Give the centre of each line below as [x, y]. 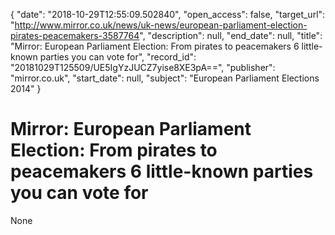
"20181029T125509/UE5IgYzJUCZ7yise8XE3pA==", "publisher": [143, 67]
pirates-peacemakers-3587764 [75, 35]
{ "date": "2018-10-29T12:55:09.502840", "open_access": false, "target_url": [168, 14]
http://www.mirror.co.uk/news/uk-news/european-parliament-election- [161, 25]
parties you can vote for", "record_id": [118, 57]
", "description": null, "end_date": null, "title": [231, 35]
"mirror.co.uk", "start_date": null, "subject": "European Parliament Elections [165, 78]
